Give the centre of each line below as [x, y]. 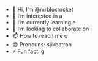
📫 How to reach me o [40, 36]
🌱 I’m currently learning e [44, 22]
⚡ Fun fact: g [28, 51]
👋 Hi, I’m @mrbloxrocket [43, 9]
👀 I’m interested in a [37, 16]
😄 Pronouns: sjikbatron [42, 45]
